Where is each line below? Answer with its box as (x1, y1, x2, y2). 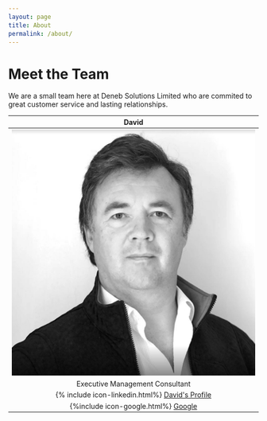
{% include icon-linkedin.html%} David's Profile (55, 390, 212, 400)
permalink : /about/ (8, 29, 73, 37)
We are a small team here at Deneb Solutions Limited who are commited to (8, 92, 253, 101)
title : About (8, 21, 52, 29)
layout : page (8, 13, 52, 21)
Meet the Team (8, 64, 110, 83)
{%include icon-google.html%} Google (69, 401, 198, 411)
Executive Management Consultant (76, 379, 191, 389)
